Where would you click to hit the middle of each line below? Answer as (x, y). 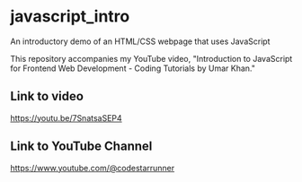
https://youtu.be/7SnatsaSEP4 (66, 117)
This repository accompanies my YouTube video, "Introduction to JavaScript (151, 58)
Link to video (47, 96)
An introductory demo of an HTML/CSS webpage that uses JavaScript (140, 41)
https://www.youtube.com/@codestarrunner (93, 168)
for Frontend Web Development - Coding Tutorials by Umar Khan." (133, 68)
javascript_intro (70, 17)
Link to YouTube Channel (81, 147)
